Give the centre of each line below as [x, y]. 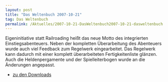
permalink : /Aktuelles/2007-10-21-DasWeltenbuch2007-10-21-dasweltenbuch [84, 24]
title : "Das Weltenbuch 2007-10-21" [44, 15]
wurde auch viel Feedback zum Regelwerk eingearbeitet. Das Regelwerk [80, 49]
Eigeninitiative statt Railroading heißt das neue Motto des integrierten [77, 38]
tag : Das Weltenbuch [27, 19]
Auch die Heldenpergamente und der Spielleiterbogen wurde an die [75, 60]
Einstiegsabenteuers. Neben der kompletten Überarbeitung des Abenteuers [83, 44]
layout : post [19, 10]
